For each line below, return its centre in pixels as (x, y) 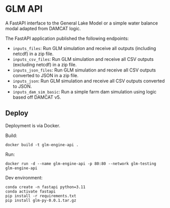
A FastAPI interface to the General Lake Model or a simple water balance (82, 23)
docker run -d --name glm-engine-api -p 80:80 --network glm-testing (81, 164)
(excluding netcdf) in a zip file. (45, 64)
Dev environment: (24, 177)
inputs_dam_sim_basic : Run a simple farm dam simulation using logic (84, 91)
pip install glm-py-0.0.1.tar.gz (41, 200)
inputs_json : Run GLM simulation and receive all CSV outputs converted (89, 81)
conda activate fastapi (31, 191)
